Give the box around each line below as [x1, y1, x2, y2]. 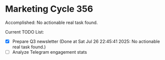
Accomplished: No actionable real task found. [5, 20, 98, 25]
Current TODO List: [5, 29, 44, 35]
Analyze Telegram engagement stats [12, 49, 87, 55]
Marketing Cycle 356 [5, 3, 93, 15]
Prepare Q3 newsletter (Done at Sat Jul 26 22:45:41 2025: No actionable [12, 38, 160, 44]
